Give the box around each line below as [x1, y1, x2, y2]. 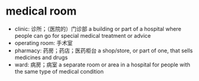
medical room [5, 4, 77, 18]
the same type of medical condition [14, 68, 104, 75]
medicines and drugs [14, 54, 68, 61]
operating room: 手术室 [14, 39, 73, 46]
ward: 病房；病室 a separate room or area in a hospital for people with [14, 61, 190, 68]
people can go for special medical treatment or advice [14, 32, 151, 39]
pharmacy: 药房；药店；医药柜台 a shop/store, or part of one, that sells [14, 47, 193, 54]
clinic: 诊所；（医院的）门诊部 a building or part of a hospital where [14, 25, 181, 32]
